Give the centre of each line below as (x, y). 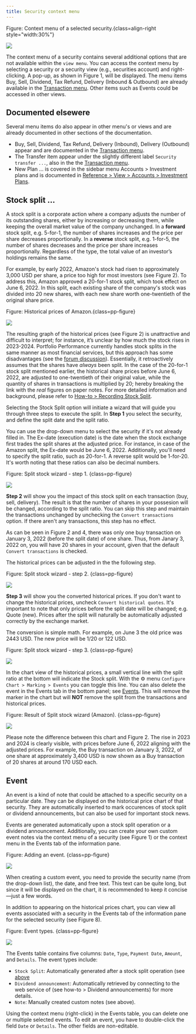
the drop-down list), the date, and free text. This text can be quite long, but (96, 883)
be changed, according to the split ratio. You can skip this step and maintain (97, 509)
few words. (39, 896)
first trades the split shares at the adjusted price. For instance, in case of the (98, 444)
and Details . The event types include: (52, 960)
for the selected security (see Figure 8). (54, 920)
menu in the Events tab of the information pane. (63, 843)
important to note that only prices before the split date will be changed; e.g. (97, 609)
